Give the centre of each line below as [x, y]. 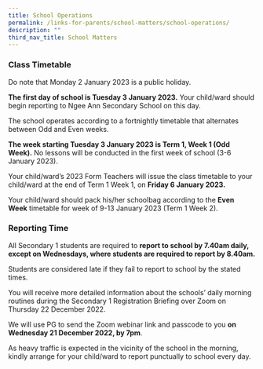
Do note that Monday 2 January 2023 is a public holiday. [100, 82]
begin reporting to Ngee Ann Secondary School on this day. [105, 105]
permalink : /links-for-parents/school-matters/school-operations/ [119, 23]
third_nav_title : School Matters [63, 37]
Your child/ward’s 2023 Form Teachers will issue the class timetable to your [130, 176]
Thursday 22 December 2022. [57, 309]
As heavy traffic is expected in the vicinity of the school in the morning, [123, 348]
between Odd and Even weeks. [58, 129]
